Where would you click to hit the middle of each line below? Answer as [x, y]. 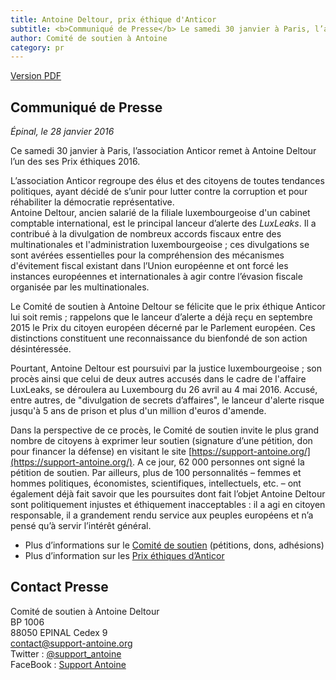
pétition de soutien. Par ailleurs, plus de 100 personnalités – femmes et [156, 473]
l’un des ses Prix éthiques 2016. [75, 162]
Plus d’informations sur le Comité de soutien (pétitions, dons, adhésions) [174, 545]
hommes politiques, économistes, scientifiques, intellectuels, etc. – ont [156, 483]
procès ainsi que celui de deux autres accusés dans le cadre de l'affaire [158, 379]
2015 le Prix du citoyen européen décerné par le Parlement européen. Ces [163, 328]
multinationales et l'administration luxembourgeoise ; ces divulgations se [160, 245]
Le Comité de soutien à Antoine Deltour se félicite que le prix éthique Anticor [168, 307]
